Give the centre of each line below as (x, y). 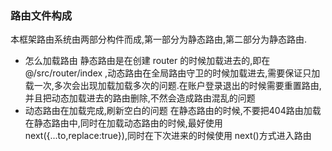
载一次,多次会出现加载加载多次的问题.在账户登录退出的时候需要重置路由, (173, 86)
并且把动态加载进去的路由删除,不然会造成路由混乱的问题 (140, 98)
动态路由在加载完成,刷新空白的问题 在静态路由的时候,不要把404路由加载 (173, 111)
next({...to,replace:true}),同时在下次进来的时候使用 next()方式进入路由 (168, 136)
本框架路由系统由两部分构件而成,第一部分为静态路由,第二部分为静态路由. (159, 39)
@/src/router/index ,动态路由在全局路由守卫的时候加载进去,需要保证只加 (172, 73)
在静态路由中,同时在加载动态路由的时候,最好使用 (123, 123)
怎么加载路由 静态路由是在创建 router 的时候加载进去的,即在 (147, 61)
